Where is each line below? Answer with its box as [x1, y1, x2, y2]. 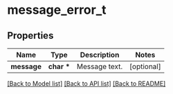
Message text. [76, 62, 123, 71]
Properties [7, 30, 54, 41]
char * [48, 62, 71, 71]
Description [80, 50, 120, 59]
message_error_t [7, 2, 107, 18]
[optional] [129, 62, 161, 71]
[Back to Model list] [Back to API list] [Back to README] [7, 79, 166, 88]
